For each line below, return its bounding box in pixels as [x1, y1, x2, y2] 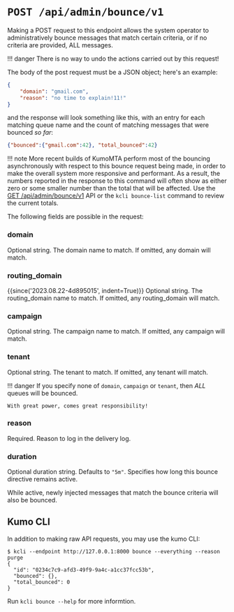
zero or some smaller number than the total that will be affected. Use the [7, 184, 216, 193]
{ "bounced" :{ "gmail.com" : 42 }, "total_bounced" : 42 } [7, 142, 158, 149]
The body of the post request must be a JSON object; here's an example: [7, 68, 218, 76]
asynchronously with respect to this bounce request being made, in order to [7, 162, 226, 170]
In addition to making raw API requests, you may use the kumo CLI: [7, 535, 200, 543]
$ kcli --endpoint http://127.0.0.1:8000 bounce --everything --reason [7, 548, 220, 555]
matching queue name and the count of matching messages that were [7, 121, 210, 129]
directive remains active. [7, 475, 78, 484]
